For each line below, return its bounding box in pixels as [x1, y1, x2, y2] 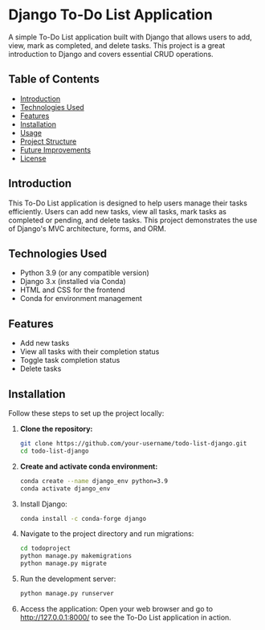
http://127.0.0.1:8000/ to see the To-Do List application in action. [19, 612, 231, 622]
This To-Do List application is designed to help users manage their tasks [8, 198, 247, 208]
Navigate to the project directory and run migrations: [19, 529, 194, 539]
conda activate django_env [19, 484, 111, 493]
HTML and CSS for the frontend [19, 285, 126, 295]
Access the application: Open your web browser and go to [19, 604, 214, 613]
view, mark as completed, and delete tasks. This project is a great [8, 40, 226, 50]
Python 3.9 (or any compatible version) [19, 268, 150, 278]
